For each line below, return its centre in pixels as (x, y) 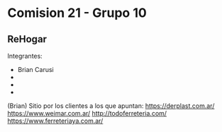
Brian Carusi (36, 70)
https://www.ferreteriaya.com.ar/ (55, 121)
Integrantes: (25, 56)
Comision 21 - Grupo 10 (77, 13)
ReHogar (27, 39)
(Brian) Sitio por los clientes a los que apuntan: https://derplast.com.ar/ (111, 106)
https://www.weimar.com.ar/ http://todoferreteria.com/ (87, 113)
